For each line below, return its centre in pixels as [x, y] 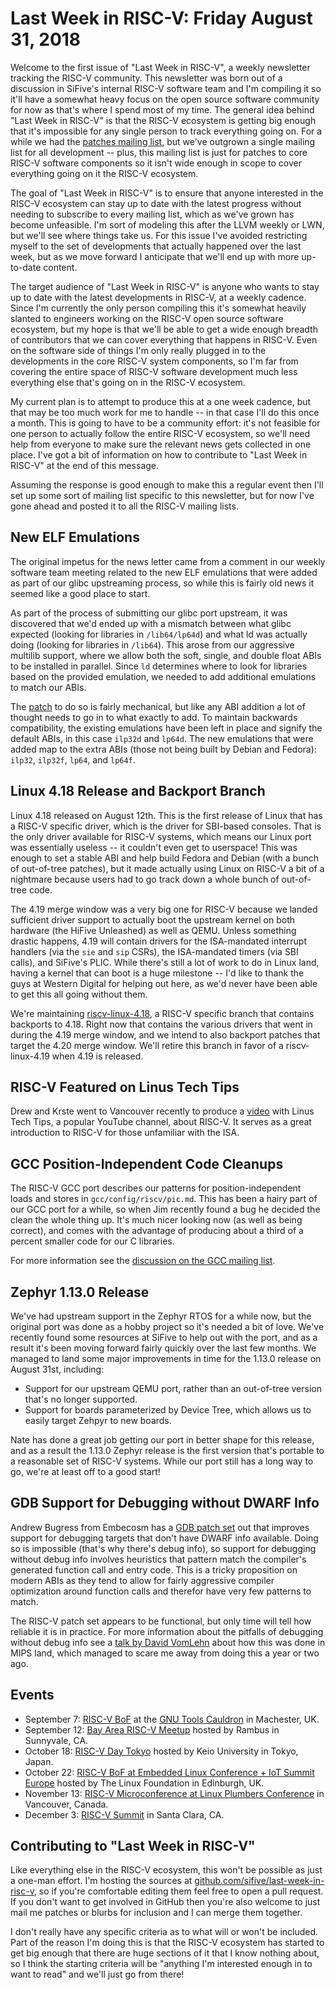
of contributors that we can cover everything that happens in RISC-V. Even [164, 339]
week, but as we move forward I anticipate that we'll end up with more [155, 256]
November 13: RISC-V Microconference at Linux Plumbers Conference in [174, 1793]
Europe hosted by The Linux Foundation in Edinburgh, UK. [144, 1783]
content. [60, 267]
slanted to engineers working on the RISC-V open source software [147, 318]
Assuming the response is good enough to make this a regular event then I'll [167, 484]
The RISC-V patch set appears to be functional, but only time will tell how [161, 1621]
